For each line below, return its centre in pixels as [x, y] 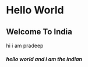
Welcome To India [39, 32]
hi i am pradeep [25, 45]
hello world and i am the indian [44, 59]
